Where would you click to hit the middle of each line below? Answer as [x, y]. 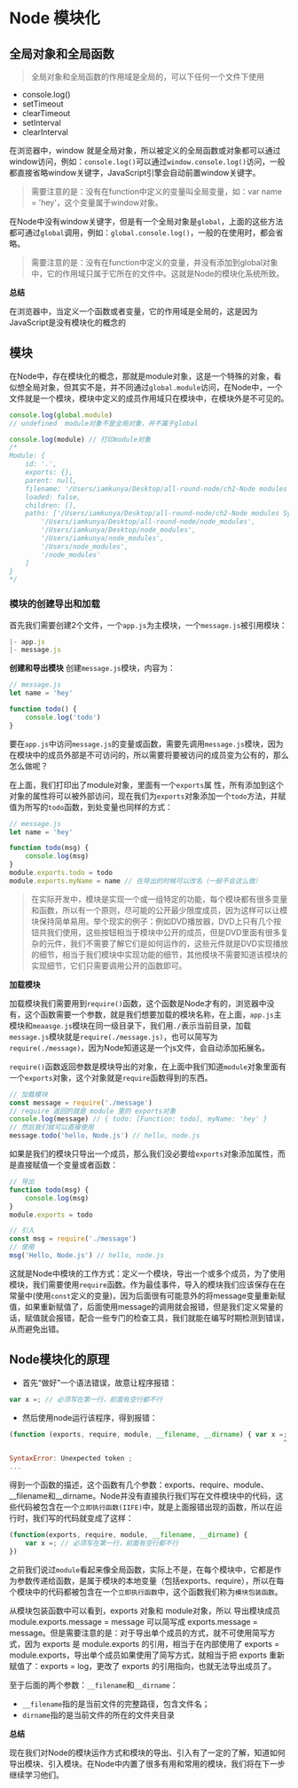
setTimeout [43, 104]
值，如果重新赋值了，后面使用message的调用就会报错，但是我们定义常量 [142, 1306]
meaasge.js [52, 1026]
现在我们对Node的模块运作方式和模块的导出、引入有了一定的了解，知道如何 [147, 1753]
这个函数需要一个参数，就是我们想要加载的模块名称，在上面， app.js [149, 1014]
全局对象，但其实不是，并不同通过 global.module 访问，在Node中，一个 [153, 387]
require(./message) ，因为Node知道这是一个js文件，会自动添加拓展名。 [140, 1047]
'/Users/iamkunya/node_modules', [103, 539]
